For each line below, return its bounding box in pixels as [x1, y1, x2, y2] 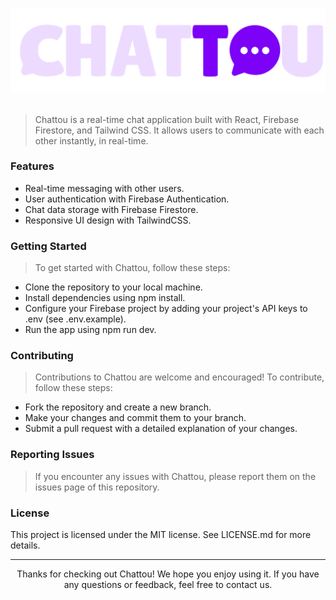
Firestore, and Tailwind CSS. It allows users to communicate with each [34, 124, 325, 136]
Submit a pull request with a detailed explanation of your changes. [24, 423, 298, 435]
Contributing [10, 349, 74, 363]
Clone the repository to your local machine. [24, 281, 203, 293]
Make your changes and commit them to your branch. [24, 412, 247, 424]
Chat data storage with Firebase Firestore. [24, 203, 199, 215]
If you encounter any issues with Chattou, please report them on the [34, 470, 317, 482]
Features [10, 159, 55, 173]
